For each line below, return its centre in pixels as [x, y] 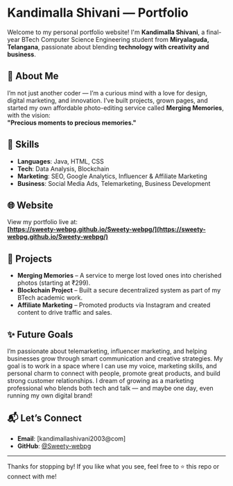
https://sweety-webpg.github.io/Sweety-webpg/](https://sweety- [107, 229]
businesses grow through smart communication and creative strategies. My [115, 359]
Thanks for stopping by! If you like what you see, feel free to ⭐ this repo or [113, 466]
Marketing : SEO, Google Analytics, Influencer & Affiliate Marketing [112, 176]
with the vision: [29, 115]
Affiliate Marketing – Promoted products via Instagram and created [114, 305]
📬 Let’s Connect [44, 418]
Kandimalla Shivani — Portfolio [98, 13]
